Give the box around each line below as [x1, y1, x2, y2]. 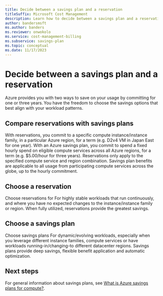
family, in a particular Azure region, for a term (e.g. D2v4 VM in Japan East [5, 137, 154, 143]
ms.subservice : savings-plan [5, 39, 64, 44]
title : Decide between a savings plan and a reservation [5, 7, 123, 12]
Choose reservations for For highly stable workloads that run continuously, [5, 195, 154, 201]
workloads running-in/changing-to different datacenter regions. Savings [5, 243, 149, 248]
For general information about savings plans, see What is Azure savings [5, 280, 148, 286]
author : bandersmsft [5, 20, 47, 26]
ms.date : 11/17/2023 [5, 48, 47, 52]
